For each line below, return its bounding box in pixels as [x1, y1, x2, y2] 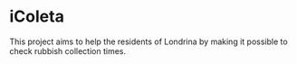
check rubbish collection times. [9, 45, 127, 56]
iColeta [9, 6, 65, 27]
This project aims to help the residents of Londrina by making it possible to [9, 36, 288, 47]
